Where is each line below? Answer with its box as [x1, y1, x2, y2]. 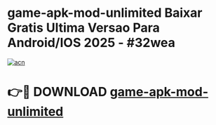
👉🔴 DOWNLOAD [7, 84, 107, 100]
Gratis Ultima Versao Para [7, 20, 160, 36]
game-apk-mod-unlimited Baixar [7, 5, 203, 21]
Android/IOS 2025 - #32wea [7, 35, 175, 51]
